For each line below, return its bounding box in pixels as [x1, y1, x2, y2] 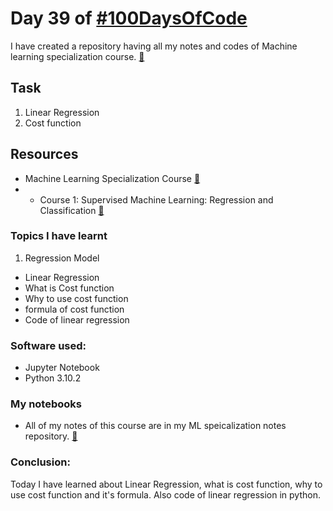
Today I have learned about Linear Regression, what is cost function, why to [10, 478, 323, 490]
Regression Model [24, 252, 100, 264]
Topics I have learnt [10, 229, 108, 243]
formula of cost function [24, 303, 125, 315]
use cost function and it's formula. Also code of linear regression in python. [10, 488, 321, 501]
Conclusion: [10, 455, 71, 469]
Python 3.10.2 [24, 372, 82, 384]
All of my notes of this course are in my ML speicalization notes [24, 420, 287, 432]
